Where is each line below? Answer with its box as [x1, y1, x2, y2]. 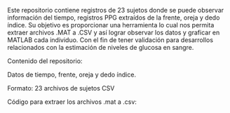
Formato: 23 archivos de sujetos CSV [7, 84, 115, 92]
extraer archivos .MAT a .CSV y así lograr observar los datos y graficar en [7, 28, 220, 36]
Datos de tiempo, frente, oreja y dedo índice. [7, 70, 137, 79]
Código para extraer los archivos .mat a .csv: [7, 98, 137, 106]
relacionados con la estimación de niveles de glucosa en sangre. [7, 44, 194, 51]
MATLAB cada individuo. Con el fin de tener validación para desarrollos [7, 36, 214, 44]
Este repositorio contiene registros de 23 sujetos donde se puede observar [7, 6, 224, 14]
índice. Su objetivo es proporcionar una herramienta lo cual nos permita [7, 21, 215, 29]
